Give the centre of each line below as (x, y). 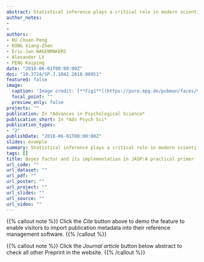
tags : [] (17, 153)
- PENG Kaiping (25, 63)
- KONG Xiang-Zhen (29, 46)
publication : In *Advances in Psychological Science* (76, 114)
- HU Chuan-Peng (27, 40)
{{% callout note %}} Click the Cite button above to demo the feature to (96, 221)
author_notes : (24, 18)
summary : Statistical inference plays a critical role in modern (90, 147)
